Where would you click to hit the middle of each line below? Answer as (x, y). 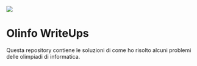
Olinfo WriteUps (48, 34)
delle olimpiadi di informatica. (43, 56)
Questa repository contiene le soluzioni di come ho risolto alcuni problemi (99, 50)
